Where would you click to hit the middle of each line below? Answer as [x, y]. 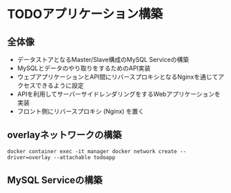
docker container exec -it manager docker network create [92, 151]
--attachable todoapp [84, 157]
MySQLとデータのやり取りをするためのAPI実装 [84, 68]
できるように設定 [60, 85]
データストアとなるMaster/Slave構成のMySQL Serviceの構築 [103, 60]
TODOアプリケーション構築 [85, 14]
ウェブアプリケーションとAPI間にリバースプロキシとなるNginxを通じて [118, 77]
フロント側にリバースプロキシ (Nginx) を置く [81, 111]
